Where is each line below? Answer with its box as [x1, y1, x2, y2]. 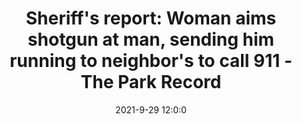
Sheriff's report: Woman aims [25, 7, 277, 30]
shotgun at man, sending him [27, 28, 275, 51]
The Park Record [80, 71, 222, 94]
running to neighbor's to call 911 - [9, 50, 293, 72]
